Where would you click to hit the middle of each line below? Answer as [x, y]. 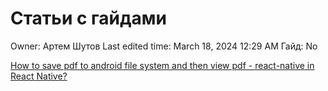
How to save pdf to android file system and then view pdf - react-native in [162, 65]
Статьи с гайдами [88, 18]
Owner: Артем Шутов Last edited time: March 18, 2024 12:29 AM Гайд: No [164, 46]
